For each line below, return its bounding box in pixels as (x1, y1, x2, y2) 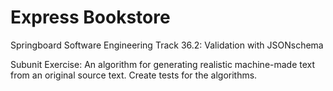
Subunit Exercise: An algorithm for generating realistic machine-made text (10, 58, 316, 70)
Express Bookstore (10, 6, 171, 29)
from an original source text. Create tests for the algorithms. (10, 69, 258, 81)
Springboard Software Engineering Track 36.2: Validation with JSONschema (10, 39, 324, 51)
